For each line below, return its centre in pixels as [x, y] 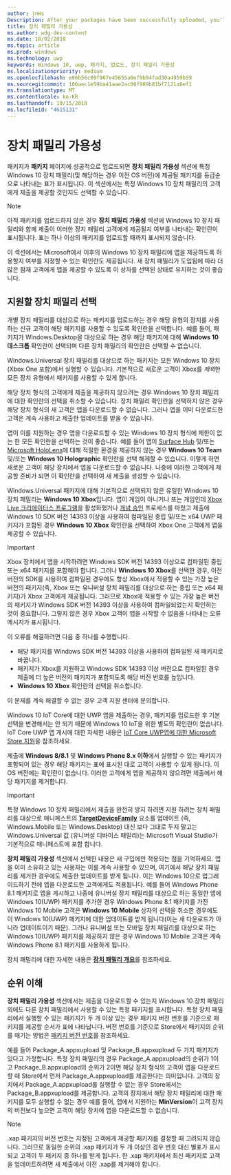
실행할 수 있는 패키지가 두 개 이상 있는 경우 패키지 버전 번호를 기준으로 [119, 1018]
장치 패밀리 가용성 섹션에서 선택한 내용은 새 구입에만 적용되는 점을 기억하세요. [111, 858]
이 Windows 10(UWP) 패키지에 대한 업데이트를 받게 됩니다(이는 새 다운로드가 [111, 918]
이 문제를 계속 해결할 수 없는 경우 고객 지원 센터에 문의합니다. [89, 700]
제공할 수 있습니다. [32, 533]
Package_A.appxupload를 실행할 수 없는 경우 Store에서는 [103, 1085]
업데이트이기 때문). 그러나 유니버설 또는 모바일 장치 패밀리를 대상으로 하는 [118, 927]
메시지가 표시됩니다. [34, 622]
